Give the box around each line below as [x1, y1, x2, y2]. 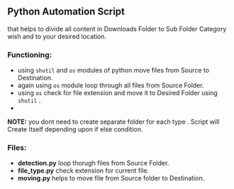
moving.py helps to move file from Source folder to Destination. [17, 174, 205, 183]
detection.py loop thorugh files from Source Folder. [17, 159, 169, 168]
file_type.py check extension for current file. [17, 166, 150, 175]
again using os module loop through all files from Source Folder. [17, 81, 204, 90]
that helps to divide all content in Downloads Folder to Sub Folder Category [7, 24, 227, 33]
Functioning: [7, 50, 52, 60]
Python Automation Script [7, 6, 126, 18]
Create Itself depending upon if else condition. [7, 125, 143, 134]
